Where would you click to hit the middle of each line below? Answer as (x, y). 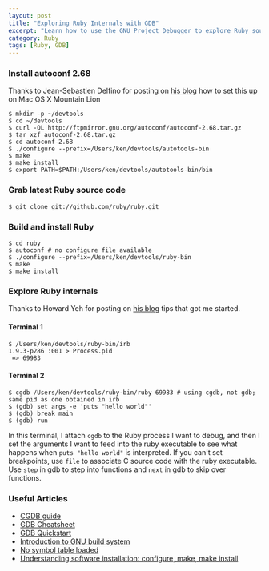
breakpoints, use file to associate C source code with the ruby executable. (133, 461)
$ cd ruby (25, 244)
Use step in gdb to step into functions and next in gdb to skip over (117, 469)
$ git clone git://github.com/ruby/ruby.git (84, 206)
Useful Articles (38, 498)
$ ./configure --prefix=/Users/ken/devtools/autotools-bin (109, 149)
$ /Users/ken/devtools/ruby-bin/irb (69, 344)
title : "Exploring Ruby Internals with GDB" (84, 23)
